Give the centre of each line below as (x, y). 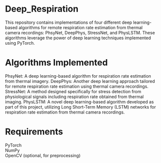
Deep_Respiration (42, 9)
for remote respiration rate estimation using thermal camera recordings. (77, 86)
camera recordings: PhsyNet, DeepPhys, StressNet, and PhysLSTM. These (80, 33)
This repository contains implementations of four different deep (69, 22)
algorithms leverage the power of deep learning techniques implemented (78, 38)
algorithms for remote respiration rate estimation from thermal (80, 27)
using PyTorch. (20, 43)
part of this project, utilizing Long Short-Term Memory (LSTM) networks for (80, 107)
